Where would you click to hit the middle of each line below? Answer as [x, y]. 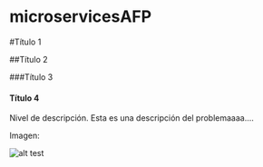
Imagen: [24, 136]
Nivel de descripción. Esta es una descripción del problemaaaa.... [131, 118]
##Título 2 [29, 59]
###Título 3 [31, 77]
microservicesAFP [81, 17]
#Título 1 [25, 42]
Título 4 [24, 98]
